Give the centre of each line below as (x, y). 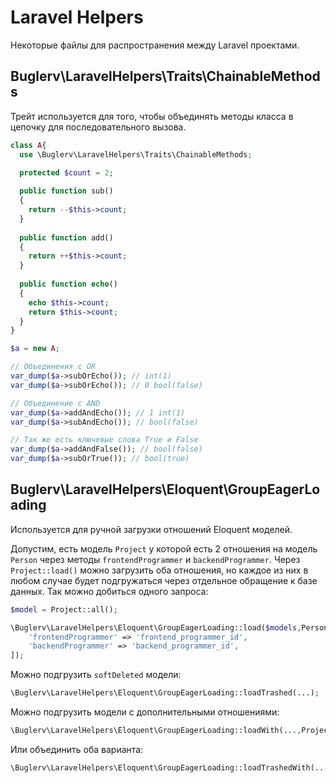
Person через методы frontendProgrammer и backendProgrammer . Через (155, 559)
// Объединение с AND (55, 403)
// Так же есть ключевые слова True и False (104, 440)
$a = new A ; (35, 349)
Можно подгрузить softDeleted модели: (96, 675)
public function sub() (66, 191)
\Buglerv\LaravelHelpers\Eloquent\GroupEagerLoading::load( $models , (156, 627)
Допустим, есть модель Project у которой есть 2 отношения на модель (164, 548)
